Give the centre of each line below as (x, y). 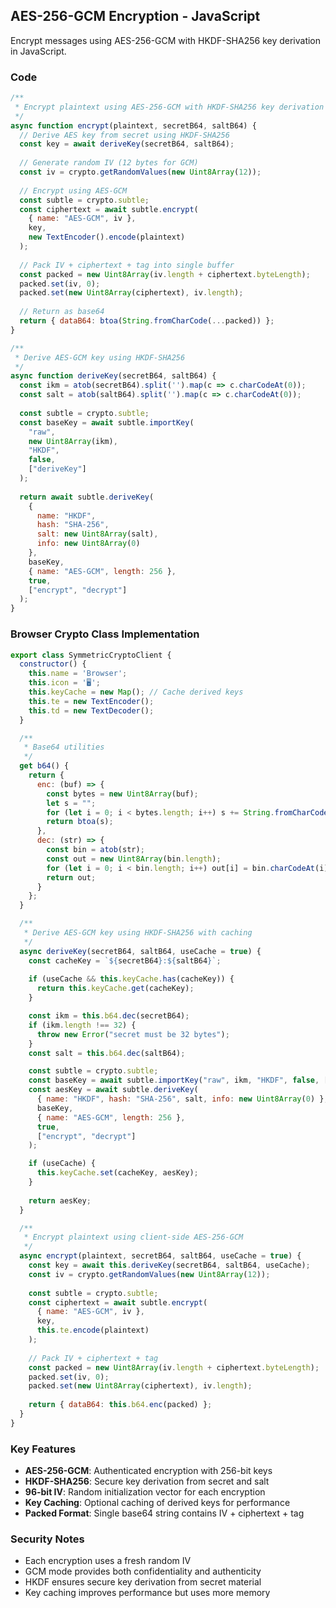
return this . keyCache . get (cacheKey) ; (115, 989)
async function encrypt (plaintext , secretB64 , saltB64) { (133, 125)
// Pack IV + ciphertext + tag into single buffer (127, 265)
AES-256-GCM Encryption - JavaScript (135, 16)
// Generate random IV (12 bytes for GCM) (109, 163)
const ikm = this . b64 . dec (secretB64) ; (109, 1016)
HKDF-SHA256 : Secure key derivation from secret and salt (147, 1481)
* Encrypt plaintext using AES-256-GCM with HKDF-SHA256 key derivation (169, 107)
